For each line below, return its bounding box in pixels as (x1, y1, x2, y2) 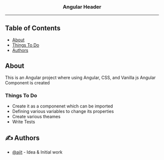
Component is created (5, 80, 50, 85)
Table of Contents (5, 24, 61, 32)
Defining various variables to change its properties (12, 108, 114, 114)
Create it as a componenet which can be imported (12, 103, 113, 109)
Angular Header (62, 3, 102, 10)
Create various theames (12, 114, 61, 120)
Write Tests (12, 119, 35, 125)
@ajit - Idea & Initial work (12, 149, 62, 155)
